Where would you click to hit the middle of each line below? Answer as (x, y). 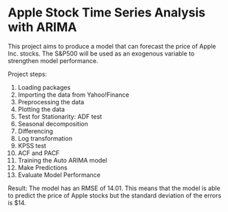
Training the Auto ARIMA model (62, 160)
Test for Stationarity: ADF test (60, 116)
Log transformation (45, 138)
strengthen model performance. (53, 60)
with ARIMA (42, 27)
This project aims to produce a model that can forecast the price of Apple (112, 46)
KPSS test (32, 145)
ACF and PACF (39, 153)
